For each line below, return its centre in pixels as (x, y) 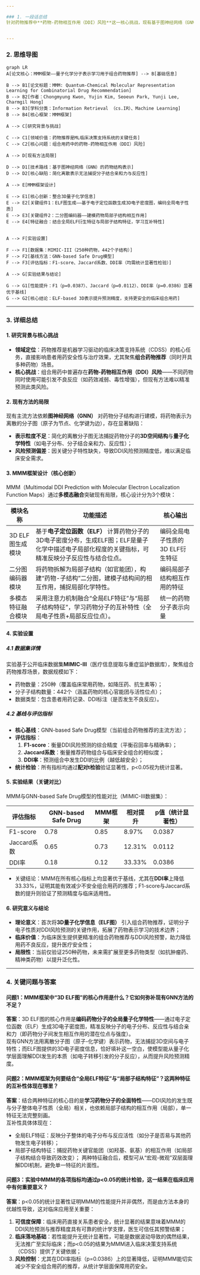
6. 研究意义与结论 (28, 908)
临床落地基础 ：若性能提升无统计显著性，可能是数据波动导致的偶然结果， (103, 1236)
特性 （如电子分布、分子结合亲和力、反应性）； (76, 443)
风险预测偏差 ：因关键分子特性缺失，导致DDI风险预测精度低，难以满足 (100, 451)
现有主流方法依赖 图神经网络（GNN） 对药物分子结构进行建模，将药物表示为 (99, 416)
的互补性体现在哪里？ (32, 1086)
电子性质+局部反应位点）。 (78, 616)
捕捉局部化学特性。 (86, 587)
